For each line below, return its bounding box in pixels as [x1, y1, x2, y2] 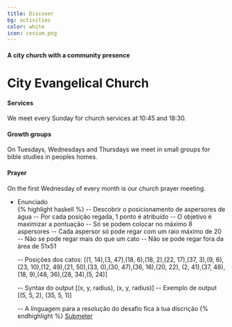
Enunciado [17, 197, 48, 206]
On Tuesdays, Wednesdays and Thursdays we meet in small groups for [7, 145, 211, 153]
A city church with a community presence [7, 51, 130, 59]
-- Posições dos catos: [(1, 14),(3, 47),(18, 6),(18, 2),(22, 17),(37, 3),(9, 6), [17, 255, 224, 264]
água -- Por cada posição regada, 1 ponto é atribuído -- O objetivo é [17, 212, 213, 221]
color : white [7, 23, 45, 30]
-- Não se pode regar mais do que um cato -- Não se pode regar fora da [17, 234, 224, 243]
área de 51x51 [17, 242, 57, 250]
